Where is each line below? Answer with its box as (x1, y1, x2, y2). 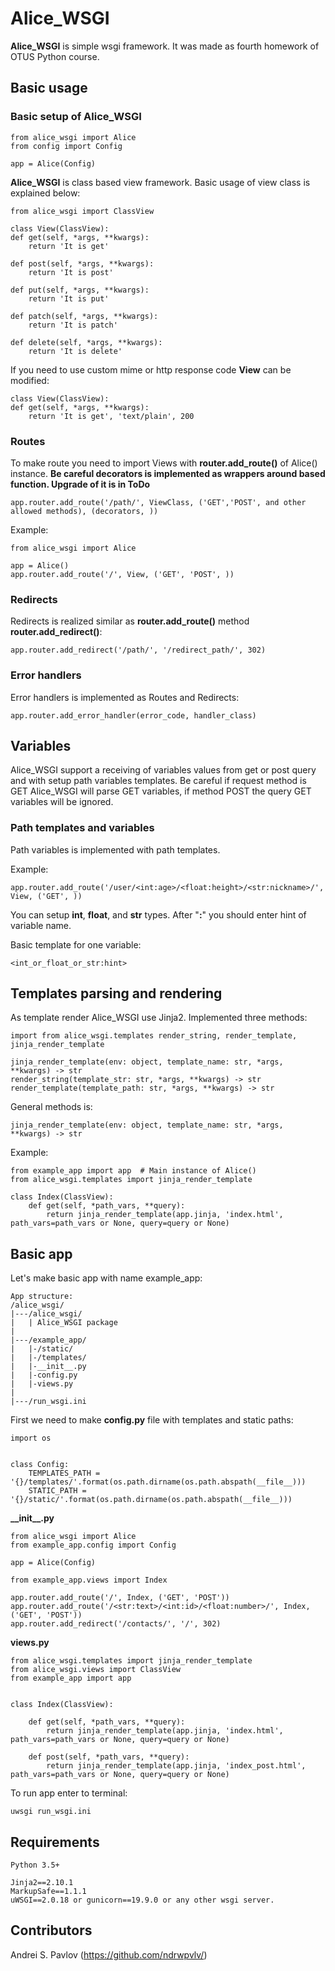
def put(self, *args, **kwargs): (10, 285, 150, 295)
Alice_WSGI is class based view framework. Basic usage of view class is (10, 176, 311, 188)
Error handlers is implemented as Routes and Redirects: (10, 691, 240, 703)
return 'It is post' (28, 267, 114, 277)
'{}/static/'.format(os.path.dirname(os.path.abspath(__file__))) (10, 1495, 293, 1505)
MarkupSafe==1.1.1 (10, 1887, 87, 1897)
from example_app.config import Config (10, 1540, 177, 1551)
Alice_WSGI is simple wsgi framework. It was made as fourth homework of (10, 40, 320, 52)
